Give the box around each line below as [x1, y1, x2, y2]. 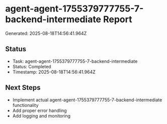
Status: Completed [12, 63, 51, 69]
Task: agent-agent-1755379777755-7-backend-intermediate [12, 58, 138, 64]
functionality [12, 102, 39, 108]
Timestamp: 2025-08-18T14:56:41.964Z [12, 69, 96, 75]
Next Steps [5, 83, 41, 92]
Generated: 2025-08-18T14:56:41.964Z [5, 30, 87, 36]
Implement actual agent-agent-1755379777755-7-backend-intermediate [12, 96, 162, 103]
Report [103, 14, 132, 25]
